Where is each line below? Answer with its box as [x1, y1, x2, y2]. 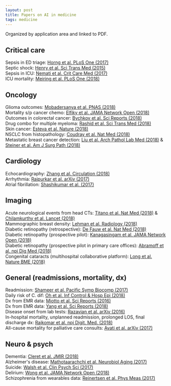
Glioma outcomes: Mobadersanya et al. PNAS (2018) [5, 104, 116, 110]
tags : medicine [5, 17, 38, 22]
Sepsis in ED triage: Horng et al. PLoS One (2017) [5, 59, 109, 65]
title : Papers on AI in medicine [5, 12, 77, 17]
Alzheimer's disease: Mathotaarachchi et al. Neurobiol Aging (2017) [5, 359, 147, 365]
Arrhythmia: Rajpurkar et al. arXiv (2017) [5, 176, 90, 182]
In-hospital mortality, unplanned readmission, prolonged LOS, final [5, 314, 145, 320]
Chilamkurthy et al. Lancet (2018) [5, 215, 75, 221]
